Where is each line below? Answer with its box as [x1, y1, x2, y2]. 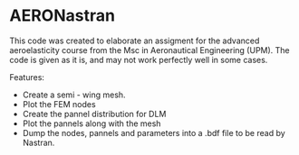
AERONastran [9, 5, 116, 26]
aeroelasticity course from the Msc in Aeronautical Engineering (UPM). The [9, 44, 290, 55]
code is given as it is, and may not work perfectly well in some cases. [9, 54, 268, 65]
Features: [9, 71, 45, 82]
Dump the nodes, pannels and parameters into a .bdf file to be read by [22, 127, 285, 138]
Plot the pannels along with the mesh [22, 118, 161, 129]
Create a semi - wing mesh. [22, 89, 126, 100]
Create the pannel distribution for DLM [22, 108, 167, 119]
